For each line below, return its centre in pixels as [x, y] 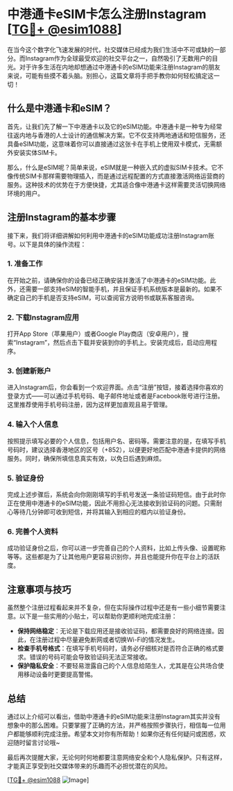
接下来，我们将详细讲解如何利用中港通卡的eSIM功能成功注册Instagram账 [111, 235]
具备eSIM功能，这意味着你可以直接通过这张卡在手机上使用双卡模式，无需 [112, 144]
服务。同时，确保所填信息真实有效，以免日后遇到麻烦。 [86, 458]
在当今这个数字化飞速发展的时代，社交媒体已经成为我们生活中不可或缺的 [110, 49]
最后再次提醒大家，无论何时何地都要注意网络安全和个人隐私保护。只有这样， [116, 757]
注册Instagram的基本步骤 [62, 217]
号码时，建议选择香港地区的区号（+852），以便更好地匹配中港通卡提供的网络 [116, 450]
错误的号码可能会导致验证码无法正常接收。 [90, 657]
